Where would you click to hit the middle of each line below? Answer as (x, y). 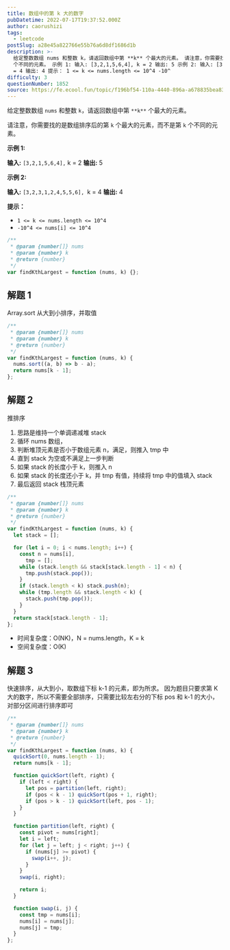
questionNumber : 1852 (38, 84)
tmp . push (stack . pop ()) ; (59, 573)
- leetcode (29, 39)
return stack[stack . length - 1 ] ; (61, 618)
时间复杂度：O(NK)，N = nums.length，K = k (81, 638)
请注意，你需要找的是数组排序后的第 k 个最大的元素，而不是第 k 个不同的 (110, 125)
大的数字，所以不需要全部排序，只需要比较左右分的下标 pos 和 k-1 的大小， (113, 697)
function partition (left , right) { (64, 826)
